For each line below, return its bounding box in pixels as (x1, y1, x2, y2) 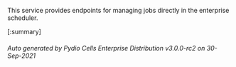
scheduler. (7, 14, 38, 22)
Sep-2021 (7, 51, 36, 60)
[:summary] (7, 28, 41, 36)
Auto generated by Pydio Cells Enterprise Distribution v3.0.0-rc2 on (7, 43, 205, 52)
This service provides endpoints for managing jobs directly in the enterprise (7, 6, 230, 14)
